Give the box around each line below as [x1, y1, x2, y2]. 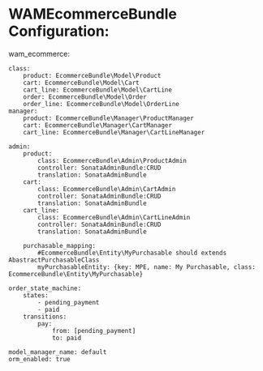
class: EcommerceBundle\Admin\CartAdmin [37, 185, 176, 193]
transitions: [23, 313, 67, 321]
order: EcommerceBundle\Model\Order [23, 92, 148, 101]
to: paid [51, 334, 82, 342]
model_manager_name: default [8, 348, 107, 356]
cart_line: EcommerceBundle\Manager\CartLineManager [23, 128, 205, 136]
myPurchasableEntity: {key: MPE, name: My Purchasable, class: [37, 262, 256, 271]
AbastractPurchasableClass [8, 256, 100, 264]
